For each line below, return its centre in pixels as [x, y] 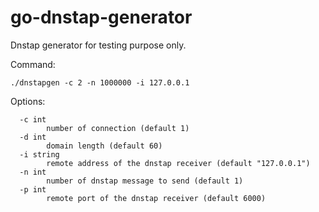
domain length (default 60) [104, 146]
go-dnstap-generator [101, 17]
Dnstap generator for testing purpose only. [98, 45]
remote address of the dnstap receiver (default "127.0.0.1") [178, 163]
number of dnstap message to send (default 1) [145, 181]
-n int [33, 172]
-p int [33, 189]
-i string [39, 154]
